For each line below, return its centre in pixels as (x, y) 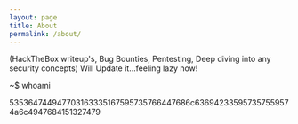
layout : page (33, 17)
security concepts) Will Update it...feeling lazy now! (104, 68)
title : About (33, 26)
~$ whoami (30, 86)
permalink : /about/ (45, 34)
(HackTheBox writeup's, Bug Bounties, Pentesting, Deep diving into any (140, 59)
